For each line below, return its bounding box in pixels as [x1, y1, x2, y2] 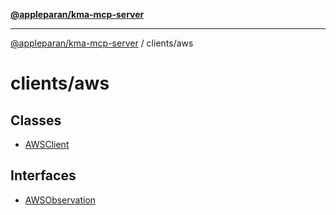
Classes [10, 112, 62, 129]
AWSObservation [24, 194, 97, 206]
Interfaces [10, 167, 77, 184]
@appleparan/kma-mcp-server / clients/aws [10, 37, 194, 49]
